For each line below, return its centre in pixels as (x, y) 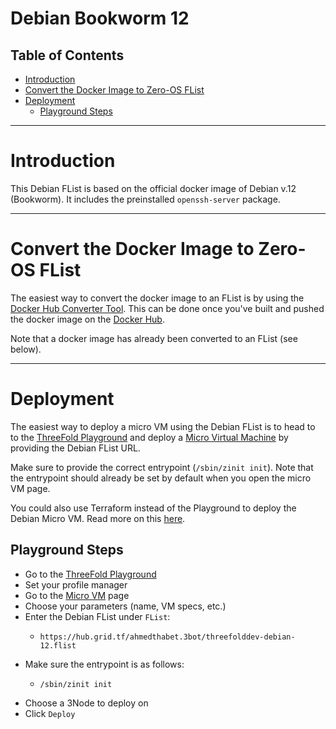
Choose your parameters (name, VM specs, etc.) (125, 606)
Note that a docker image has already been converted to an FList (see (154, 338)
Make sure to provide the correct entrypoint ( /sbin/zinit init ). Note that (162, 467)
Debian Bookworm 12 (100, 18)
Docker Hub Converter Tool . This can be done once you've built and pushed (167, 308)
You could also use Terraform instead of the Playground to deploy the (153, 508)
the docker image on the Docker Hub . (87, 319)
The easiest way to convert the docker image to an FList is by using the (157, 298)
